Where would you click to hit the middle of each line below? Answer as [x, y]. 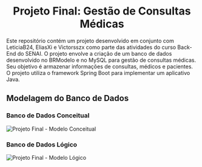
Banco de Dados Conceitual [48, 116]
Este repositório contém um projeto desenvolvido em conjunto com [90, 41]
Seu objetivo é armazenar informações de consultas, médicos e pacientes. [99, 66]
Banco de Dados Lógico [42, 145]
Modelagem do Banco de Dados [68, 98]
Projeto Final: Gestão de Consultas [102, 11]
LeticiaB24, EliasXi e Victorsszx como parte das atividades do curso [91, 47]
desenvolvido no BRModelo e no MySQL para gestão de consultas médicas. [101, 60]
